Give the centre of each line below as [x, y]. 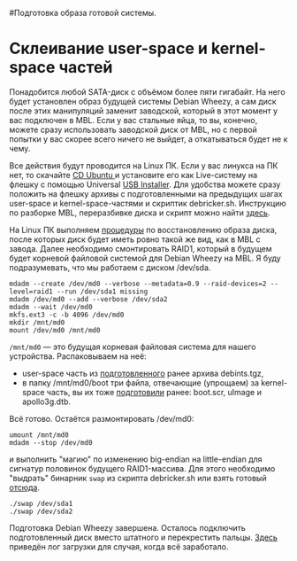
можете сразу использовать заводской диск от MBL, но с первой [133, 129]
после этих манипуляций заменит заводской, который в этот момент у [144, 111]
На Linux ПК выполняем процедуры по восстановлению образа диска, [143, 230]
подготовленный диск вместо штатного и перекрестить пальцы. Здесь [144, 537]
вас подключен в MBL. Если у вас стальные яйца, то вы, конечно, [133, 120]
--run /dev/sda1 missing [102, 292]
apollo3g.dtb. [46, 401]
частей [86, 68]
